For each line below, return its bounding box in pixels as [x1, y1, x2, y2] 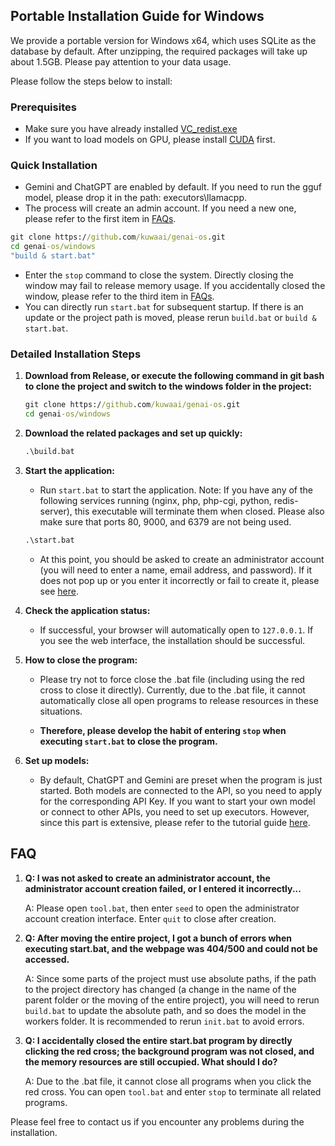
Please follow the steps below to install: [10, 75, 173, 87]
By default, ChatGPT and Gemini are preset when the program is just [39, 774, 323, 786]
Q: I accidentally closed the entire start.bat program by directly [24, 1034, 293, 1046]
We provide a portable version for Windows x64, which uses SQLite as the [10, 34, 317, 46]
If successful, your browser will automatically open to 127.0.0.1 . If [39, 624, 314, 636]
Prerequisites [10, 100, 77, 114]
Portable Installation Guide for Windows [10, 8, 265, 25]
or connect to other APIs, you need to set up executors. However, [39, 805, 310, 818]
